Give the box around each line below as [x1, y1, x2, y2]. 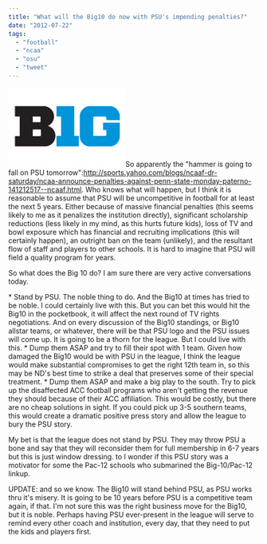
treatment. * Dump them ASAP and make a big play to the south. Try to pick [8, 376, 257, 387]
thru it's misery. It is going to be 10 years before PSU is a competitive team [8, 492, 253, 502]
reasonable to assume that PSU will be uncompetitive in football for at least [8, 193, 255, 203]
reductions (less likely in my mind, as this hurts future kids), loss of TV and [8, 218, 253, 228]
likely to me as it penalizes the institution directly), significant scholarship [8, 210, 249, 220]
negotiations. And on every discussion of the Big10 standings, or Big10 [8, 317, 240, 327]
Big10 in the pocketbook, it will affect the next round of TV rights [8, 308, 220, 319]
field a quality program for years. [8, 252, 116, 262]
